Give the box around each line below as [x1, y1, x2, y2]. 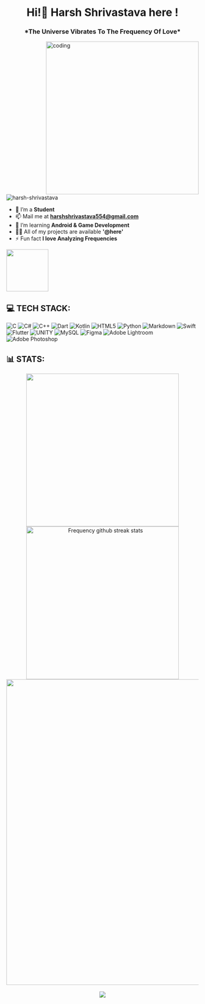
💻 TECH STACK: [6, 303, 71, 314]
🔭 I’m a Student [15, 206, 55, 213]
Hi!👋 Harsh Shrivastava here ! [26, 6, 179, 20]
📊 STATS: [6, 354, 45, 364]
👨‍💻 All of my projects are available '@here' [15, 228, 124, 235]
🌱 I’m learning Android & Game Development [15, 221, 130, 229]
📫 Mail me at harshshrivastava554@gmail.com [15, 213, 139, 220]
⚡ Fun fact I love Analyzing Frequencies [15, 235, 118, 242]
